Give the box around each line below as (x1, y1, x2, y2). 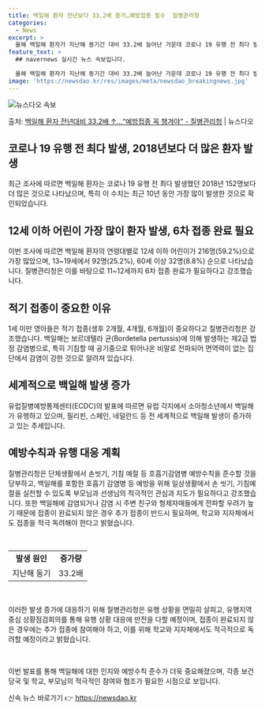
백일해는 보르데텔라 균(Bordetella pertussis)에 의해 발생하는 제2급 (43, 334, 248, 343)
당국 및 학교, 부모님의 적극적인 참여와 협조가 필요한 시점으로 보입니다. (8, 676, 221, 686)
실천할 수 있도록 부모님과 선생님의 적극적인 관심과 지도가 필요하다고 (22, 488, 230, 498)
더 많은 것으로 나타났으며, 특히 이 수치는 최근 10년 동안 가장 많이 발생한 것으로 (8, 189, 246, 198)
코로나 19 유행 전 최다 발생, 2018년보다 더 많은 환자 (8, 142, 241, 155)
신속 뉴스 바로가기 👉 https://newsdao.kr (8, 693, 137, 702)
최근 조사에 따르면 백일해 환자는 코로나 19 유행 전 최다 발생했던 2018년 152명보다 (8, 179, 256, 189)
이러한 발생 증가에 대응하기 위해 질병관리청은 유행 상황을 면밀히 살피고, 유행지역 (8, 604, 252, 614)
